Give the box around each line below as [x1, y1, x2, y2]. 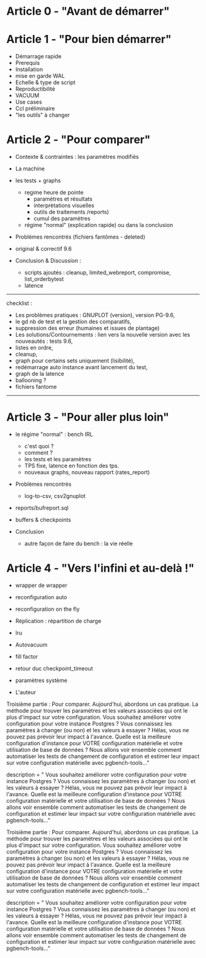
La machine [15, 165, 45, 172]
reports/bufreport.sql [15, 504, 69, 512]
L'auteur [15, 688, 36, 696]
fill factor [15, 653, 39, 660]
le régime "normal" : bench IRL [15, 431, 93, 438]
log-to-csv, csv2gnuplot [24, 492, 86, 499]
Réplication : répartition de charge [15, 617, 102, 624]
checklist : [6, 299, 32, 307]
